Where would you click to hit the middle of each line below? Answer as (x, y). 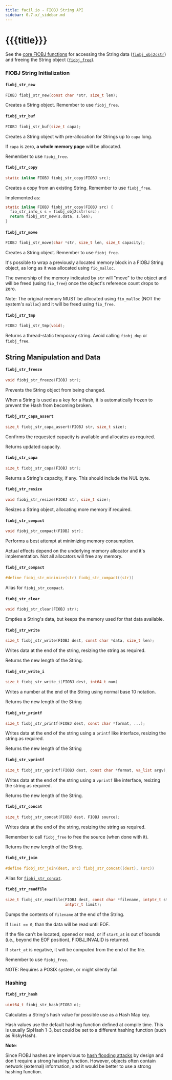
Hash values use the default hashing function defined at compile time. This (84, 1024)
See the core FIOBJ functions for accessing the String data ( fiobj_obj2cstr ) (86, 54)
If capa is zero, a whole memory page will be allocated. (63, 146)
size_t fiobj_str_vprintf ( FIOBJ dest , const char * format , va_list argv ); (87, 770)
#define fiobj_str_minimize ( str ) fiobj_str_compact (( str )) (70, 578)
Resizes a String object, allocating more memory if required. (69, 509)
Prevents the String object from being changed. (56, 390)
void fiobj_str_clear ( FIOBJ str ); (42, 609)
